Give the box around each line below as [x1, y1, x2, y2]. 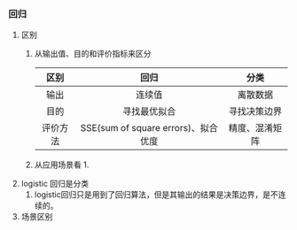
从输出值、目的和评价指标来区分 [34, 49, 152, 59]
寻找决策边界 [228, 105, 283, 118]
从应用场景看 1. [34, 159, 90, 170]
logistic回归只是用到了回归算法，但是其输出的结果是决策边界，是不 [34, 189, 278, 200]
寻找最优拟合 [122, 105, 176, 118]
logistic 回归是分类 [20, 179, 90, 189]
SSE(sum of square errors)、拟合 [80, 122, 219, 134]
